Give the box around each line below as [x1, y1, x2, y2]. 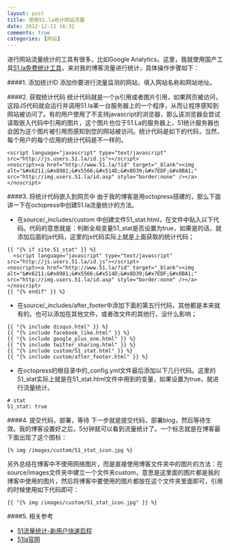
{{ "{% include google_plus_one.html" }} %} [7, 335, 136, 343]
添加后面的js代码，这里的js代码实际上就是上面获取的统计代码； [16, 232, 195, 241]
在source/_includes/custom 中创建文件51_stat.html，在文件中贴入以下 [16, 215, 214, 224]
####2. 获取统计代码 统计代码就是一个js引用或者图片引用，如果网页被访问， [7, 93, 222, 101]
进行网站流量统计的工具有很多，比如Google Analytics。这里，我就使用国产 [7, 56, 217, 64]
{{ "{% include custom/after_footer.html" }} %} [7, 354, 149, 361]
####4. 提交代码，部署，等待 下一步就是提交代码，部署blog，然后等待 [7, 416, 205, 425]
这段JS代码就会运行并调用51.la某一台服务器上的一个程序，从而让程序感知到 [7, 101, 219, 110]
